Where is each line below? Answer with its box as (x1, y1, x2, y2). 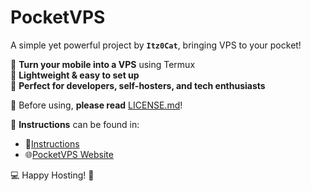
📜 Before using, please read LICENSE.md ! (10, 99, 183, 111)
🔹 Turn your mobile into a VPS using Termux (10, 58, 196, 70)
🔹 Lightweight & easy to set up (10, 69, 140, 81)
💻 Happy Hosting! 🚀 (10, 169, 95, 181)
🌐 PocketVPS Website (24, 148, 114, 160)
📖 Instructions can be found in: (10, 118, 140, 130)
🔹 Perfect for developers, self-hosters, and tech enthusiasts (10, 79, 266, 91)
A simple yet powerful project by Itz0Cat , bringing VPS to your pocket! (10, 39, 302, 51)
